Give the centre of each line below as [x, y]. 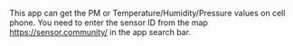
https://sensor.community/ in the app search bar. [100, 32]
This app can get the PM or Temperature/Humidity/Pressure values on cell [147, 13]
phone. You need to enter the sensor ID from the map [109, 23]
